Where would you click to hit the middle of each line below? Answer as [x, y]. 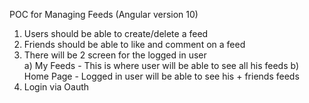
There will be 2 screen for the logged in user [115, 55]
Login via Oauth [56, 87]
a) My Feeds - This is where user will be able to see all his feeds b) [161, 65]
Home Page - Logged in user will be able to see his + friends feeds [161, 76]
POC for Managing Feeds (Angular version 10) [104, 14]
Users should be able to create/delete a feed [116, 33]
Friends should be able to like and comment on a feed [134, 44]
